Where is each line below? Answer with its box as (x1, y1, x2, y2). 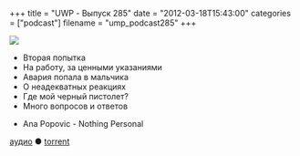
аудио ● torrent (9, 136, 70, 147)
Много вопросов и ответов (22, 100, 129, 111)
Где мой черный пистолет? (22, 91, 129, 101)
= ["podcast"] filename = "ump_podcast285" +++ (9, 17, 197, 28)
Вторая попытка (22, 52, 87, 63)
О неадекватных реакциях (22, 81, 126, 92)
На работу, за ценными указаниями (22, 62, 162, 72)
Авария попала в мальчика (22, 72, 129, 82)
